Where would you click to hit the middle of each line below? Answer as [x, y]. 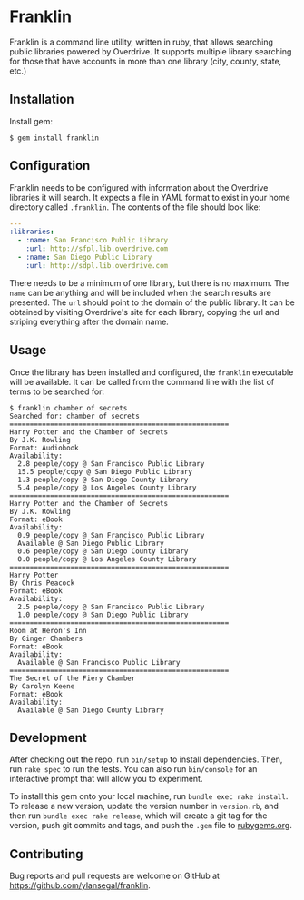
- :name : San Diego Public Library [85, 257]
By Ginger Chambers [46, 638]
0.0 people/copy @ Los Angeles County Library [107, 559]
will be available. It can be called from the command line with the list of [142, 381]
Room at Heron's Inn [49, 630]
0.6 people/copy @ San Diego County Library [103, 551]
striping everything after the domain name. [89, 321]
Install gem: [31, 121]
